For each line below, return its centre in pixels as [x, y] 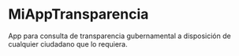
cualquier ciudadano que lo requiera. [68, 44]
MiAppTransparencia [78, 14]
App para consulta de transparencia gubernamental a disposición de [119, 36]
